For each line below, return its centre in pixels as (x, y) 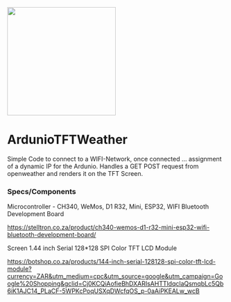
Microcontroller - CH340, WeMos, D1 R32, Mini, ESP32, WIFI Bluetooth (108, 206)
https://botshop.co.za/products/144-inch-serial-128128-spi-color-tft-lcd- (112, 262)
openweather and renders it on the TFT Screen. (75, 173)
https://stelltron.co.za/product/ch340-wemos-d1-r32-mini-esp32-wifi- (109, 227)
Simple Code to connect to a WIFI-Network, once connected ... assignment (114, 159)
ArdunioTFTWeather (68, 140)
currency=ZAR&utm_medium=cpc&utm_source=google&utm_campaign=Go (115, 276)
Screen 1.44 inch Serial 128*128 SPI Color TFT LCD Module (92, 248)
